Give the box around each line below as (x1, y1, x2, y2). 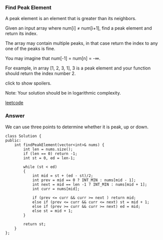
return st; (23, 221, 46, 226)
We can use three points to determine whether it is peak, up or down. (5, 124, 149, 130)
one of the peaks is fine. (5, 46, 55, 52)
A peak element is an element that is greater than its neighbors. (5, 16, 137, 22)
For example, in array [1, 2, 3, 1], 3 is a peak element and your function (5, 65, 151, 71)
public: (5, 138, 22, 143)
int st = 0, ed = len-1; (23, 155, 75, 161)
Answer (5, 112, 25, 119)
